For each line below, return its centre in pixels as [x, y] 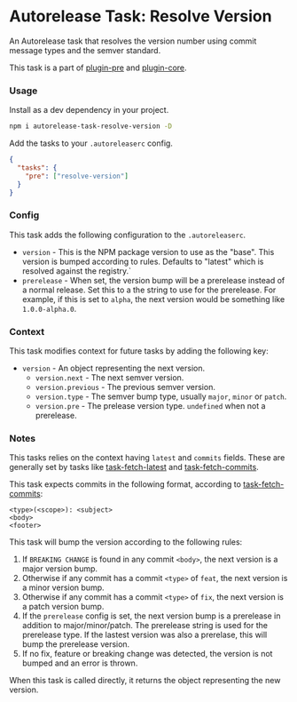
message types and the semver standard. [85, 50]
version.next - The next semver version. [109, 378]
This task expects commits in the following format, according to [125, 484]
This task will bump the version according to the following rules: [126, 542]
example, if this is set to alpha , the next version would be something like [153, 299]
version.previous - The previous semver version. [125, 387]
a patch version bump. [63, 607]
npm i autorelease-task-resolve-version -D [91, 126]
